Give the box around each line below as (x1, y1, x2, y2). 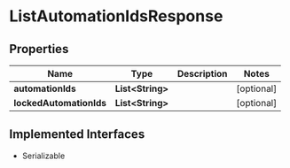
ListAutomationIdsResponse (9, 6, 223, 27)
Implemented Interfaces (9, 126, 145, 142)
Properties (9, 42, 69, 57)
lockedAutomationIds (13, 97, 106, 109)
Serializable (21, 150, 66, 161)
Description (176, 68, 228, 80)
